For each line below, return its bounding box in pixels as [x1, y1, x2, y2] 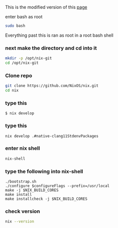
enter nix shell [5, 145, 40, 152]
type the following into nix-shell [5, 168, 83, 175]
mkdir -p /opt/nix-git [5, 56, 52, 61]
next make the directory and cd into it [5, 45, 97, 51]
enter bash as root [5, 14, 43, 19]
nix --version [5, 219, 35, 224]
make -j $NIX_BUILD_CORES [5, 188, 59, 193]
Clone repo [5, 72, 32, 79]
